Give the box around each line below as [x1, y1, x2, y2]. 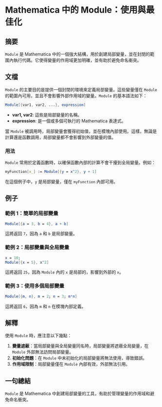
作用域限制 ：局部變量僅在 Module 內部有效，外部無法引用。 [12, 361, 130, 367]
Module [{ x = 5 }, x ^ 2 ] [5, 260, 49, 265]
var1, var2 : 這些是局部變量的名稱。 [12, 112, 82, 118]
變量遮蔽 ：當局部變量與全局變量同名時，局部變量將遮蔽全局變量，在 [12, 343, 149, 349]
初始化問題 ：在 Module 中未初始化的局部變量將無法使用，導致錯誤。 [12, 355, 147, 361]
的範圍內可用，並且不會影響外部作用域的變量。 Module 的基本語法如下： [5, 93, 147, 99]
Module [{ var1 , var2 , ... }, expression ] [5, 102, 86, 107]
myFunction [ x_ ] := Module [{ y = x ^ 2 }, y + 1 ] [5, 169, 97, 174]
